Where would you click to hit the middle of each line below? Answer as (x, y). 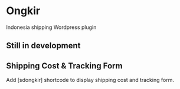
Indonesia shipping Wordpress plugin (51, 27)
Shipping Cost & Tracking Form (64, 66)
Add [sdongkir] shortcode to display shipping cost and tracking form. (90, 80)
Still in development (43, 46)
